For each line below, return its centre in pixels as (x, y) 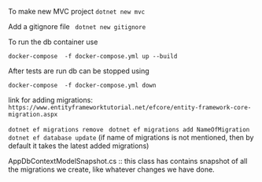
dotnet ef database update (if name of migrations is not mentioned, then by (131, 137)
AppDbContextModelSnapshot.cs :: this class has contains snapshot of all (128, 161)
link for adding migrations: (50, 100)
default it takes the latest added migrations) (79, 146)
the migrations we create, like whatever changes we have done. (111, 169)
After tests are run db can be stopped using (79, 71)
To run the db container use (53, 42)
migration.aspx (33, 114)
